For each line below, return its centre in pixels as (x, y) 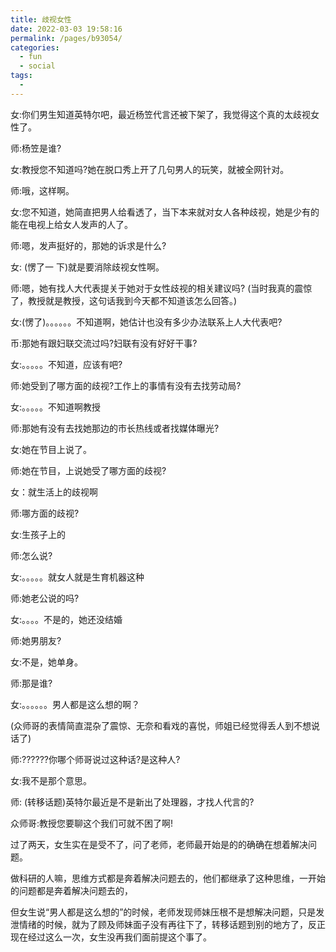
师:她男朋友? (36, 640)
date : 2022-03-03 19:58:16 (66, 29)
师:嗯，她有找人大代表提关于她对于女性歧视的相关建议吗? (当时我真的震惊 (161, 288)
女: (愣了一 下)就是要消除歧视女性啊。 (87, 267)
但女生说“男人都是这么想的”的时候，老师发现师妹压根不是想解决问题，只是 (163, 912)
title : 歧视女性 (41, 19)
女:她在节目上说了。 (51, 449)
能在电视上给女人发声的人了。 (71, 224)
